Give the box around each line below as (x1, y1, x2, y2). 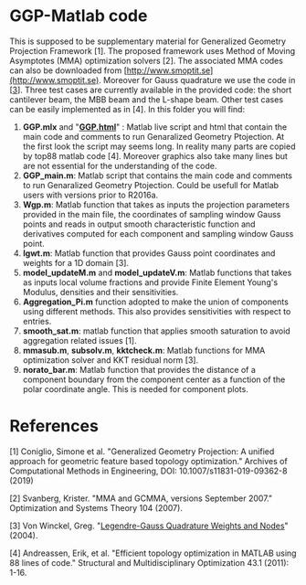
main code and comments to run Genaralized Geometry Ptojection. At (22, 131, 285, 142)
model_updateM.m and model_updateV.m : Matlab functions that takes (22, 267, 292, 278)
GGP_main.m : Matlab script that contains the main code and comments (22, 170, 292, 181)
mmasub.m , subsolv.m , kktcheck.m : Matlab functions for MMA (22, 345, 266, 356)
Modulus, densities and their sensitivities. (22, 286, 179, 297)
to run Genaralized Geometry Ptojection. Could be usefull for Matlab (22, 179, 280, 190)
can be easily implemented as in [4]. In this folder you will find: (9, 103, 245, 114)
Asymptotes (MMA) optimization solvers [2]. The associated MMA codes (9, 55, 283, 66)
